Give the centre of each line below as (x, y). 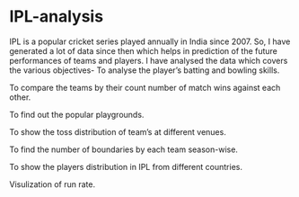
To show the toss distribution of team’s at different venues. (118, 131)
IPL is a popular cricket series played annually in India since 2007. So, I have (150, 41)
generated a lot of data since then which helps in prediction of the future (144, 50)
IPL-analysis (57, 17)
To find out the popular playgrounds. (77, 114)
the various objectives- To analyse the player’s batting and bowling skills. (145, 70)
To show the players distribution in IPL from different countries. (126, 166)
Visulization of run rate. (53, 184)
